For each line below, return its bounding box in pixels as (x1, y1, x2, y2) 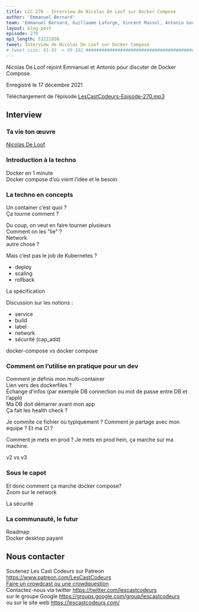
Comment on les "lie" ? (6, 228, 62, 235)
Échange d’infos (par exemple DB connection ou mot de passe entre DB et (6, 388, 188, 395)
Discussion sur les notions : (6, 299, 73, 306)
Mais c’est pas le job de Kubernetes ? (6, 252, 98, 259)
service (14, 310, 34, 318)
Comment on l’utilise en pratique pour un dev (6, 362, 139, 370)
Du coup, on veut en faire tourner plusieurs (6, 222, 111, 229)
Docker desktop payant (6, 534, 63, 541)
